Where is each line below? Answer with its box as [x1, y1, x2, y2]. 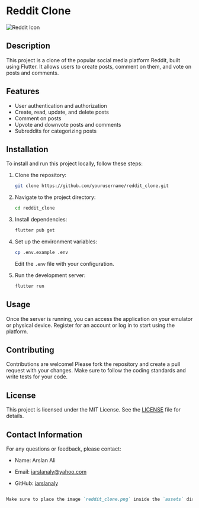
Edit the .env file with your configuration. [14, 260, 114, 267]
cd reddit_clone [14, 205, 55, 211]
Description [6, 41, 50, 51]
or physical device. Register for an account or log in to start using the [6, 321, 175, 329]
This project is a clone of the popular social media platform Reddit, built [6, 56, 181, 63]
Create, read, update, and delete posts [14, 108, 110, 115]
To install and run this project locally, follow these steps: [6, 160, 143, 167]
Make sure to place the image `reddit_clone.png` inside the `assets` [6, 496, 184, 502]
